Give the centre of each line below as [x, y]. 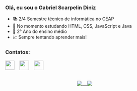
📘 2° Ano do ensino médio [40, 31]
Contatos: [18, 52]
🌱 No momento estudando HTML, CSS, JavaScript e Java [72, 26]
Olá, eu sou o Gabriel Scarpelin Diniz [51, 8]
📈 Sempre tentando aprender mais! [50, 37]
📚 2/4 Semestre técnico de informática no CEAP [63, 19]
